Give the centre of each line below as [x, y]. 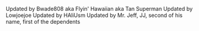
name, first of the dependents [43, 22]
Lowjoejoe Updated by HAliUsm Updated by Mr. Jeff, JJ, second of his [94, 15]
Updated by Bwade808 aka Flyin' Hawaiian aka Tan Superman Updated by [99, 9]
